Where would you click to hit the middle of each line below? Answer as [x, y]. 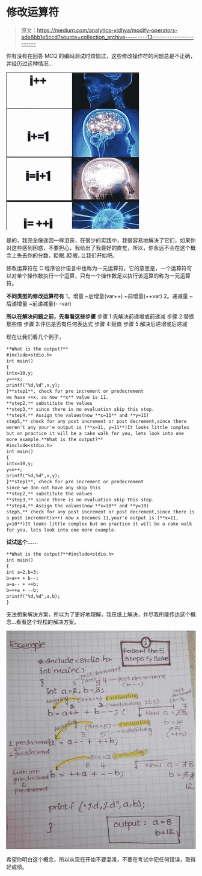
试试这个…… [22, 542]
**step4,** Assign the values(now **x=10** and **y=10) [78, 506]
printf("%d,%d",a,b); [33, 596]
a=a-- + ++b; [23, 584]
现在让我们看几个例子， [35, 337]
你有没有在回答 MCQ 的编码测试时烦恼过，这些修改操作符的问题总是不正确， [101, 56]
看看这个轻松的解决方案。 [48, 621]
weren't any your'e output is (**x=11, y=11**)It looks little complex [98, 427]
